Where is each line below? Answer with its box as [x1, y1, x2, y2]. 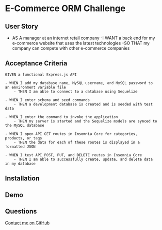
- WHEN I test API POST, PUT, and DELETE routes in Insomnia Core [5, 153, 142, 157]
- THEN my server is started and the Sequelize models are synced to [14, 119, 158, 123]
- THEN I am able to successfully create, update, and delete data [14, 157, 153, 162]
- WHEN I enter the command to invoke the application [5, 114, 118, 119]
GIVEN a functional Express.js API [5, 72, 77, 77]
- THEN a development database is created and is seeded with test [14, 102, 153, 107]
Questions [5, 207, 37, 215]
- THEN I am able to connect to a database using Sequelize [14, 89, 138, 94]
